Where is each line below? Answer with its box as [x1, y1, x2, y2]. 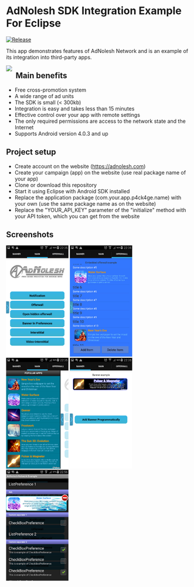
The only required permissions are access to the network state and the [14, 118, 186, 125]
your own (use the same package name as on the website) [14, 200, 156, 207]
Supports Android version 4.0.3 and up [14, 130, 108, 137]
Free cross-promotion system [14, 86, 87, 93]
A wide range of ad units [14, 92, 74, 99]
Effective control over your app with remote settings [14, 111, 141, 118]
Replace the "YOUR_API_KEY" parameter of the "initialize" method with [14, 206, 186, 213]
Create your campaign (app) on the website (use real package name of [14, 169, 186, 176]
